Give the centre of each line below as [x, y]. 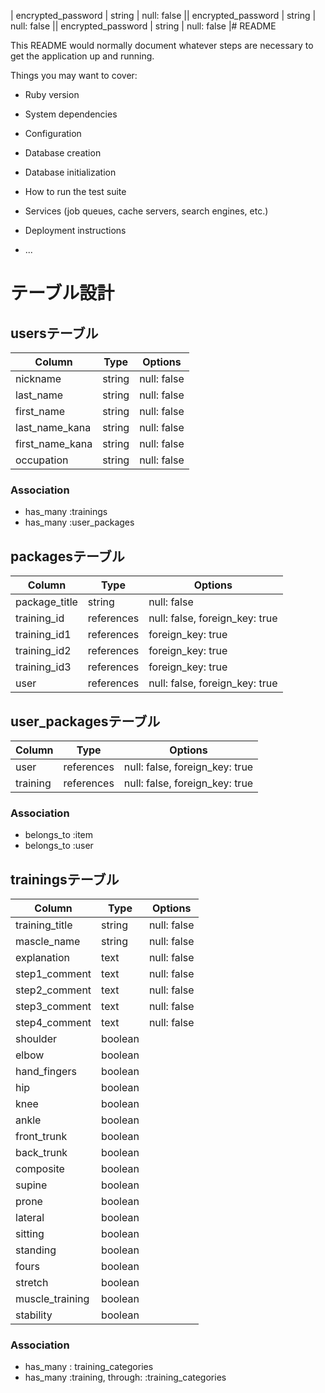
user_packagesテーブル [85, 721]
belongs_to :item [59, 835]
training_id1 [43, 635]
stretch [32, 1283]
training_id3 [43, 667]
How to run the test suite [75, 191]
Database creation [63, 153]
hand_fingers [46, 1072]
